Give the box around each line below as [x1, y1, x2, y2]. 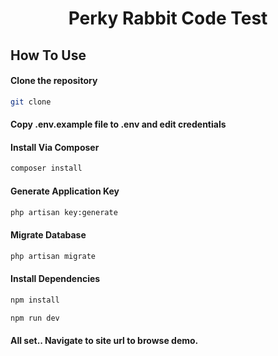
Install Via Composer [10, 141, 100, 153]
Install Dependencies [10, 273, 101, 285]
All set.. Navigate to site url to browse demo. [10, 335, 199, 347]
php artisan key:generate [10, 207, 118, 217]
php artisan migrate [10, 251, 97, 261]
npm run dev [10, 313, 60, 323]
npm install [10, 295, 60, 305]
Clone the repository [10, 75, 98, 87]
